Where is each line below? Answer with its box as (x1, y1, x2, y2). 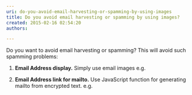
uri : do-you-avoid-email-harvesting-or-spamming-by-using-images (6, 8, 172, 15)
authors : (6, 25, 28, 31)
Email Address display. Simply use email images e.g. (14, 65, 146, 72)
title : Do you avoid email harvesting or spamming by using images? (6, 14, 180, 20)
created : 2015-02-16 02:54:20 (6, 20, 82, 26)
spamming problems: (6, 53, 58, 60)
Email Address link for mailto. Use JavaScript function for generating (14, 76, 186, 83)
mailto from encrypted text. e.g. (14, 83, 93, 90)
